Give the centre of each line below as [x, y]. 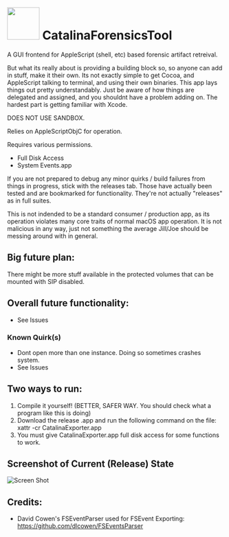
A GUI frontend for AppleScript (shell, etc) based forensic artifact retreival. [112, 54]
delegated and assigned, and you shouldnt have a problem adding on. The [112, 97]
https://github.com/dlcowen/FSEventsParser [80, 526]
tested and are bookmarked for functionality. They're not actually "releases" [115, 193]
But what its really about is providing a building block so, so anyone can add [115, 68]
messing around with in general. [53, 236]
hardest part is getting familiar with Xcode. [67, 104]
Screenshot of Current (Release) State [90, 464]
